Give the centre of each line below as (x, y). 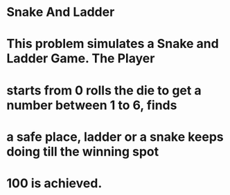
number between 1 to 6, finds (92, 105)
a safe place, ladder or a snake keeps (115, 137)
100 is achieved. (54, 183)
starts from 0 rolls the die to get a (104, 90)
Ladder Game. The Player (81, 59)
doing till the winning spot (83, 152)
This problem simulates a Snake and (113, 44)
